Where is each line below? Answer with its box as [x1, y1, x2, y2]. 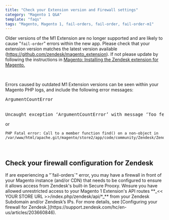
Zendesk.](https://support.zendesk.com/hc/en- [28, 204, 127, 210]
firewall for [5, 204, 28, 210]
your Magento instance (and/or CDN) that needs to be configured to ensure [5, 177, 162, 184]
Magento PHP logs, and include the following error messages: [5, 87, 134, 93]
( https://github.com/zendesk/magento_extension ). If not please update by [5, 51, 158, 57]
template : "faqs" [5, 17, 42, 22]
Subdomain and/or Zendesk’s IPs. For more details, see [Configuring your [5, 199, 157, 205]
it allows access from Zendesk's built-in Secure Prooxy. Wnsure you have [5, 183, 157, 189]
